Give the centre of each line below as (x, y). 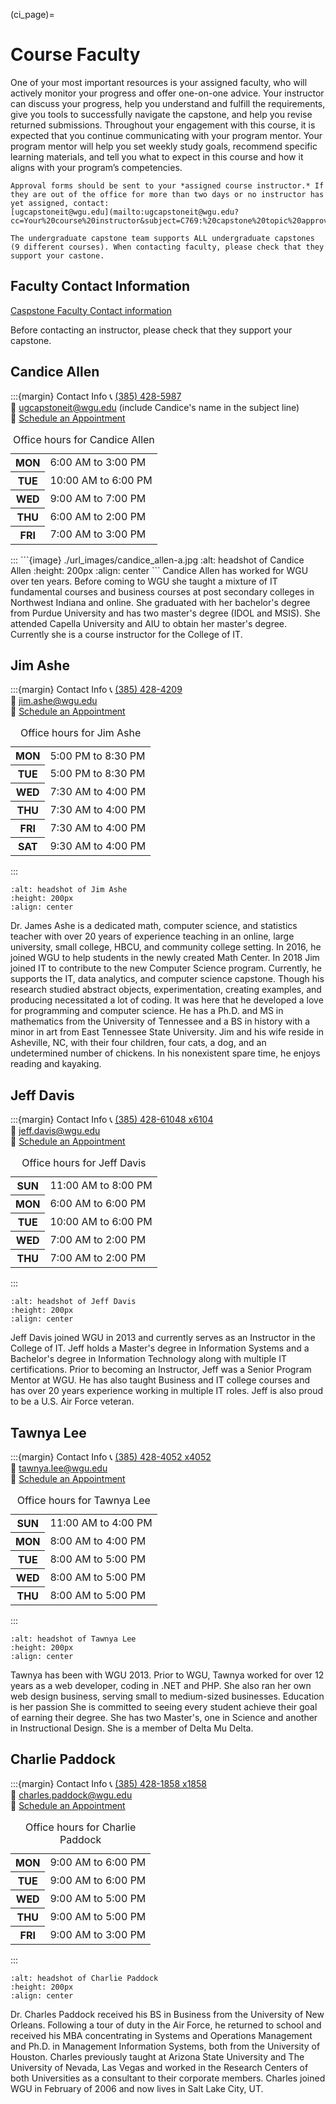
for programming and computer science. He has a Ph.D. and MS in (147, 1011)
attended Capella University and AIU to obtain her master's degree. (149, 623)
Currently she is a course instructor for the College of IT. (126, 634)
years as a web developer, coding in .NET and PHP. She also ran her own (161, 1685)
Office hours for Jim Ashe (80, 733)
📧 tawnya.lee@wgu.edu (59, 1468)
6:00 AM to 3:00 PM (98, 462)
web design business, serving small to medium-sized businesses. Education (167, 1696)
